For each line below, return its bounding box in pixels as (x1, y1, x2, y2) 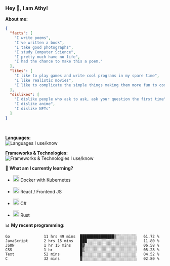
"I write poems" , (14, 36, 51, 41)
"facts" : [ (10, 30, 33, 36)
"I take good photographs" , (14, 45, 73, 50)
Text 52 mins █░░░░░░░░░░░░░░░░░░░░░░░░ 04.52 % (5, 251, 159, 257)
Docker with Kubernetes (20, 177, 71, 183)
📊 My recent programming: (5, 222, 65, 228)
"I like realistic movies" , (14, 78, 73, 83)
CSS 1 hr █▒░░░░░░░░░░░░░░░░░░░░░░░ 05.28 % (5, 247, 159, 252)
